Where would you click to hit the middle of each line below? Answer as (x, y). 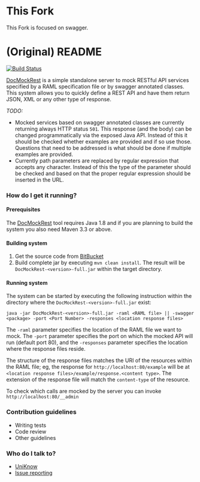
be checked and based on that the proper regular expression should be (103, 173)
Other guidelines (35, 438)
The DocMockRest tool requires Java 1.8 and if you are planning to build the (100, 223)
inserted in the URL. (39, 180)
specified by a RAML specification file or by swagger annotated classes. (95, 86)
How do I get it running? (42, 195)
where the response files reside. (46, 349)
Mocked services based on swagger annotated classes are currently (99, 122)
